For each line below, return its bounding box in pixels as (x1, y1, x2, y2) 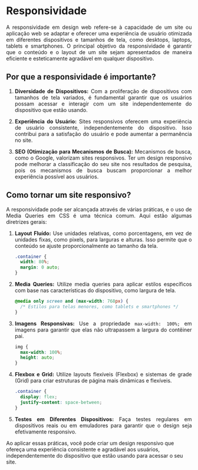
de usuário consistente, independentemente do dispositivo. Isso (14, 124, 192, 131)
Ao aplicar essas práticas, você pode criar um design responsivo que (6, 439, 174, 446)
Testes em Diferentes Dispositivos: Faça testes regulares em (14, 415, 192, 422)
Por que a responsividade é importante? (6, 72, 156, 82)
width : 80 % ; (20, 259, 49, 265)
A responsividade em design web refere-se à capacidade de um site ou (6, 24, 192, 31)
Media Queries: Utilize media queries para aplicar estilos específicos (14, 281, 192, 288)
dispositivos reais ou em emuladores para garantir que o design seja (14, 422, 192, 429)
